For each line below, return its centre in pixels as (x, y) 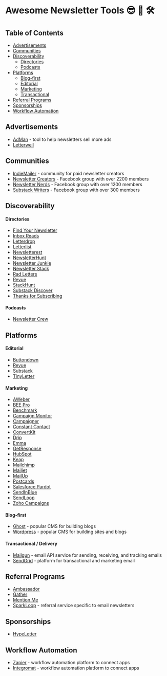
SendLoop (24, 498)
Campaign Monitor (32, 416)
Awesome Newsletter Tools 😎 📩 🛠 (80, 11)
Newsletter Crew (30, 319)
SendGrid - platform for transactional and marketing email (74, 560)
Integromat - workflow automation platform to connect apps (76, 668)
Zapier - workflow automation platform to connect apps (71, 663)
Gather (20, 594)
